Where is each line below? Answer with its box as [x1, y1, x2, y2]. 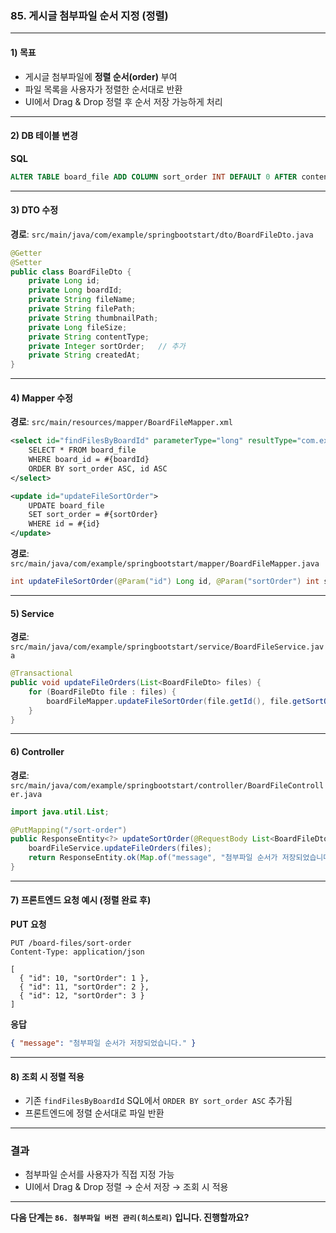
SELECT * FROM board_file [28, 445, 137, 456]
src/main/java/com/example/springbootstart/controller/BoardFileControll [10, 780, 325, 791]
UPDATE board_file [28, 500, 105, 511]
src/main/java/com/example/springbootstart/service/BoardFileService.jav [10, 642, 325, 652]
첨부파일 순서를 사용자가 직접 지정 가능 [24, 1168, 175, 1181]
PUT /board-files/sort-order [10, 938, 132, 949]
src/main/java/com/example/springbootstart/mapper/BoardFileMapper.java [10, 559, 320, 569]
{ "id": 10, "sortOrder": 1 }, [19, 973, 150, 984]
